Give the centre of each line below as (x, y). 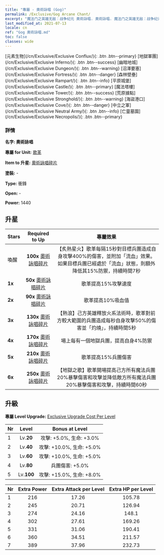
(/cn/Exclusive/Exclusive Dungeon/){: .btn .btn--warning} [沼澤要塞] (73, 68)
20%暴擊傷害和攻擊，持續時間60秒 (106, 385)
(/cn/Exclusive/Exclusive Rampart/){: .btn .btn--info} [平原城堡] (68, 80)
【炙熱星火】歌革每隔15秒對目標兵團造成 (104, 249)
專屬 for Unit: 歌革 (23, 152)
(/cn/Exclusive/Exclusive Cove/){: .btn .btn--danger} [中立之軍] (68, 105)
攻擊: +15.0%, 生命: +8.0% (70, 475)
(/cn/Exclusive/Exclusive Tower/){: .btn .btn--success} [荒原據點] (70, 93)
